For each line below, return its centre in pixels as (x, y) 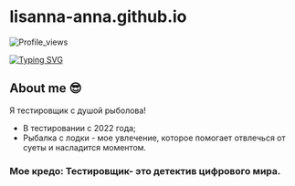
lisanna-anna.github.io (98, 17)
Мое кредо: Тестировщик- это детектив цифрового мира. (145, 170)
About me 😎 (46, 88)
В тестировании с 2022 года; (79, 128)
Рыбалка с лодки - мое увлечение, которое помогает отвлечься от (154, 138)
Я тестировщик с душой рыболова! (78, 110)
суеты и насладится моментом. (84, 147)
